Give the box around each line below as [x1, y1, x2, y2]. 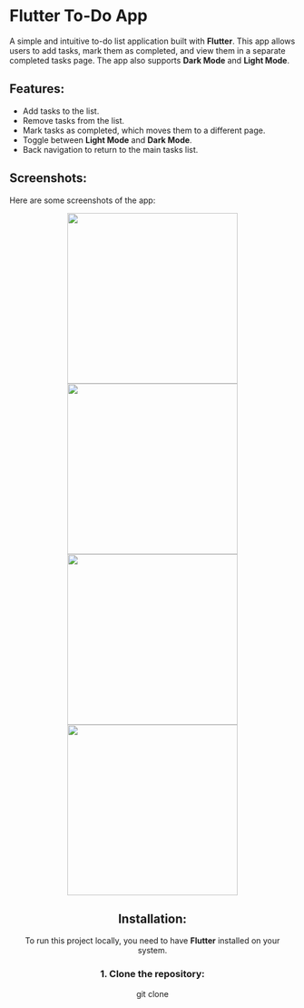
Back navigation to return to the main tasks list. [22, 144, 199, 155]
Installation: [117, 911, 188, 926]
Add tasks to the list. [22, 106, 100, 116]
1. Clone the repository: [99, 968, 206, 981]
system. [137, 945, 168, 956]
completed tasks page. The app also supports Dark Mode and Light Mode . [9, 55, 290, 66]
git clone [135, 988, 170, 999]
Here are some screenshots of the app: [9, 195, 156, 206]
